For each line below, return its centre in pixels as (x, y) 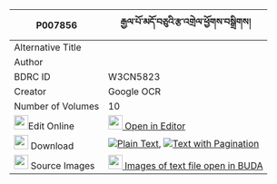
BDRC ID (33, 77)
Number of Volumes (57, 106)
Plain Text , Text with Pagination (188, 143)
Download (52, 146)
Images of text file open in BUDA (194, 165)
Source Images (63, 165)
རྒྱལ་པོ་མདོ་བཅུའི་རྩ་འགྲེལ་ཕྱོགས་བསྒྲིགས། (186, 22)
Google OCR (134, 92)
